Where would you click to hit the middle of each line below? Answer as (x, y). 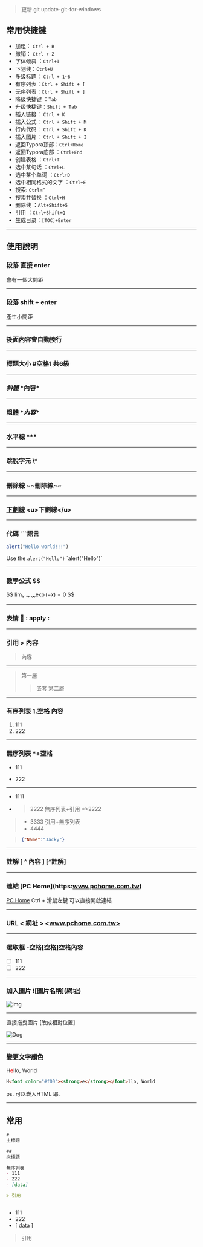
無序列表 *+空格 (30, 754)
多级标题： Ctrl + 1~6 (43, 76)
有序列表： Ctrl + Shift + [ (50, 83)
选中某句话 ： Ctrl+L (40, 167)
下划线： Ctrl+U (34, 68)
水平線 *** (22, 437)
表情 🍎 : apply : (28, 618)
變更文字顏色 (25, 1057)
